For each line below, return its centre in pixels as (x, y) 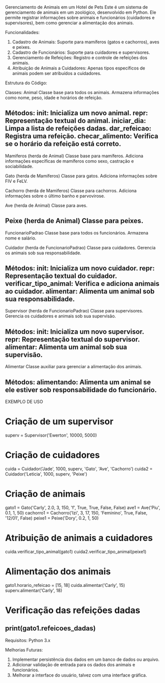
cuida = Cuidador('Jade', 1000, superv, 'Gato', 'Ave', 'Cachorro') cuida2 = (79, 469)
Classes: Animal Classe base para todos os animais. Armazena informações (82, 92)
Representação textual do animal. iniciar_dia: (76, 121)
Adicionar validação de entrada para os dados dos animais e (74, 664)
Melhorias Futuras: (24, 649)
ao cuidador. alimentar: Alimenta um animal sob (80, 291)
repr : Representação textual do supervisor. (72, 339)
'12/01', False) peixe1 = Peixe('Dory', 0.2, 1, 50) (52, 518)
